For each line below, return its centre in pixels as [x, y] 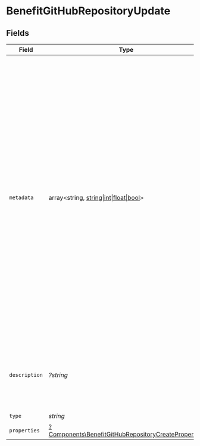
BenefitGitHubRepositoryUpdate [88, 11]
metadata [21, 198]
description [26, 375]
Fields [18, 33]
